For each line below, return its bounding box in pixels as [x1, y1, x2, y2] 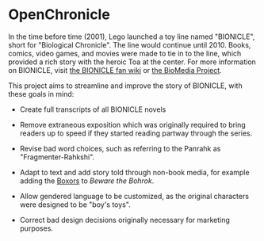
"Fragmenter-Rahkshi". [19, 152, 95, 162]
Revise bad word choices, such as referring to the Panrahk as [19, 143, 221, 153]
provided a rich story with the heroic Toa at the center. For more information [8, 57, 256, 67]
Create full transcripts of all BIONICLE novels [19, 105, 166, 114]
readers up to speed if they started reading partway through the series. [19, 128, 253, 138]
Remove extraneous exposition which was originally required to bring [19, 120, 246, 129]
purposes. [19, 224, 54, 233]
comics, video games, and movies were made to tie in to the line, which [8, 48, 242, 58]
